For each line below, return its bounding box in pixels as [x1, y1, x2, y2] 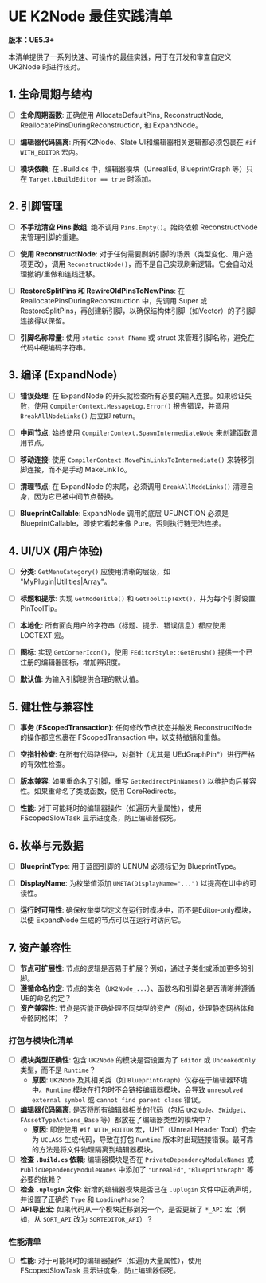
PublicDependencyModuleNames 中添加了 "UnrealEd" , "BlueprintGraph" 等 [19, 1164, 255, 1174]
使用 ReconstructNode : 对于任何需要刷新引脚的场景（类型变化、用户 [19, 248, 247, 259]
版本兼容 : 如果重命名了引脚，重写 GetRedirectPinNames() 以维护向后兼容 [19, 776, 256, 786]
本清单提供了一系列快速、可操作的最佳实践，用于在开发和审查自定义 [8, 52, 232, 61]
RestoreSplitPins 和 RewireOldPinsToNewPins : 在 [19, 286, 186, 295]
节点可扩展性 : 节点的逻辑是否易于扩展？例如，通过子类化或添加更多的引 [19, 964, 255, 973]
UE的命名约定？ [19, 993, 72, 1003]
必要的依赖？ [19, 1174, 62, 1183]
